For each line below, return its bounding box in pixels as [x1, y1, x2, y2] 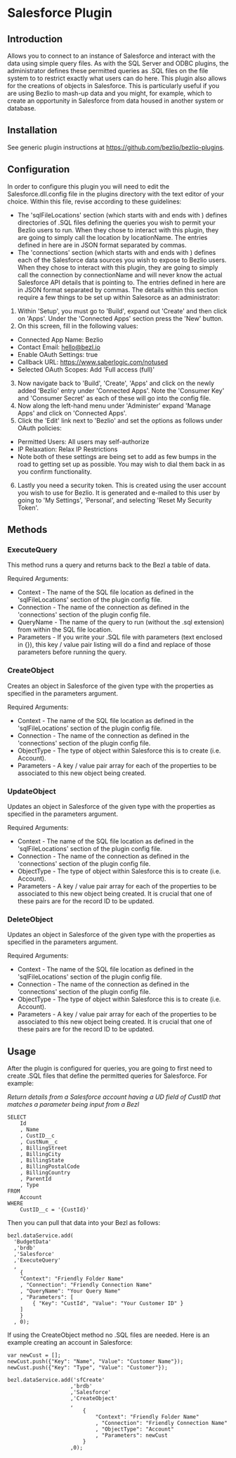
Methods [7, 524, 48, 536]
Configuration [7, 163, 70, 175]
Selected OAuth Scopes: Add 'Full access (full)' [17, 365, 155, 374]
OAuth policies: [17, 424, 62, 432]
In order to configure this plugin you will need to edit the [7, 182, 170, 191]
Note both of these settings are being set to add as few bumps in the [17, 452, 216, 460]
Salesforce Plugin [7, 5, 112, 21]
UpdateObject [7, 786, 56, 796]
